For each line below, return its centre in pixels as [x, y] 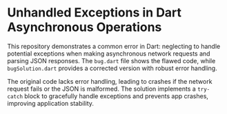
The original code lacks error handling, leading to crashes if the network [110, 81]
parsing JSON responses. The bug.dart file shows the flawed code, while [111, 60]
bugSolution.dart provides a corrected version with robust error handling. [112, 68]
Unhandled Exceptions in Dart [94, 13]
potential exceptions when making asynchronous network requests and [109, 54]
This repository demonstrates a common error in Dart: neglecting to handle [114, 46]
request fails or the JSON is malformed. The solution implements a [102, 89]
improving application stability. [51, 103]
